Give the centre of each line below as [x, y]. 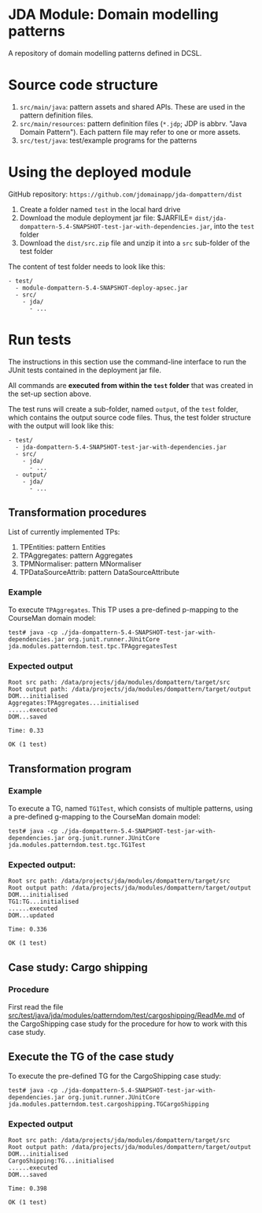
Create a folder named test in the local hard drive [100, 209]
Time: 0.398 [28, 1189]
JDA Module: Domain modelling [113, 15]
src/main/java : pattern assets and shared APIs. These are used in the [132, 106]
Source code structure [83, 85]
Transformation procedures [77, 513]
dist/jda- [210, 218]
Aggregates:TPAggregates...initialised [74, 704]
